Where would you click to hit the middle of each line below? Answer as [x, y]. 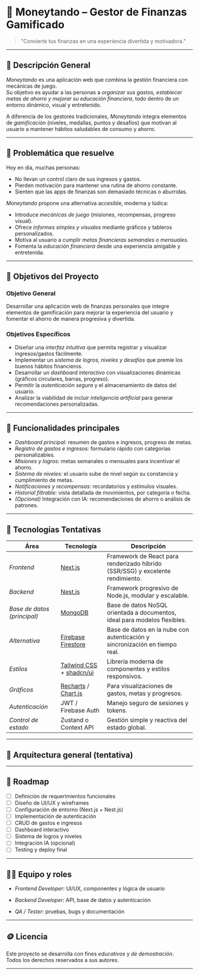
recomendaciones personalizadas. [57, 404]
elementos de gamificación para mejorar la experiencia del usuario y [90, 313]
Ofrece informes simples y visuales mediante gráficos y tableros [93, 227]
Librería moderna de [135, 662]
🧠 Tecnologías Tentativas [54, 529]
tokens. [117, 710]
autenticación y [128, 637]
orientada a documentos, [141, 613]
